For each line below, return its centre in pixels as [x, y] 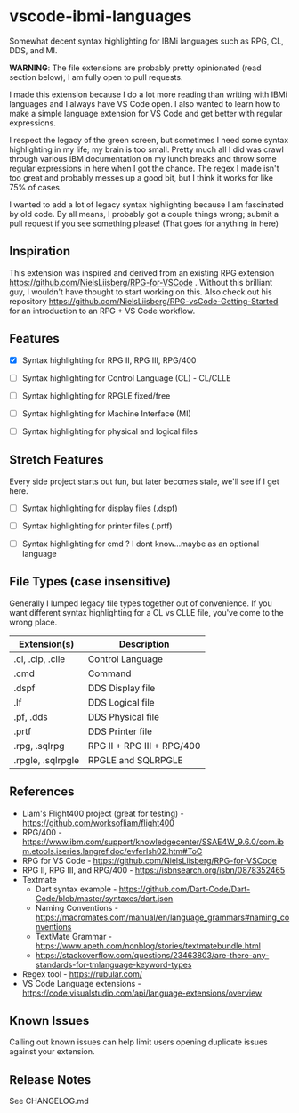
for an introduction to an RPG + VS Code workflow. [102, 311]
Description [144, 644]
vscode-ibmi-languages [101, 16]
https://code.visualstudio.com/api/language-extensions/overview [142, 993]
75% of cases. [36, 187]
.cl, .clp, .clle [40, 658]
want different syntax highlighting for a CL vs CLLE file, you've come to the [146, 612]
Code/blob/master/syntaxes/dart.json [104, 898]
